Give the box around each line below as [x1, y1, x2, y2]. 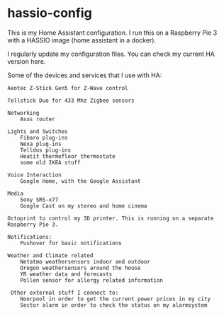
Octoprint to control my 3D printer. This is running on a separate [7, 215, 214, 222]
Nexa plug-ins [20, 140, 62, 147]
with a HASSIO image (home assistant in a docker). [7, 35, 157, 44]
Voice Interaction [7, 171, 62, 179]
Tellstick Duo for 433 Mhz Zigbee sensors [7, 97, 135, 104]
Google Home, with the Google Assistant [20, 177, 141, 185]
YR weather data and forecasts [20, 271, 113, 278]
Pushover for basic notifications [20, 239, 122, 247]
